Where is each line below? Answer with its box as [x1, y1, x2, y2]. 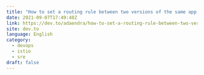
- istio [12, 48, 32, 54]
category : [6, 37, 32, 43]
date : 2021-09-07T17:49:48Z [6, 15, 78, 21]
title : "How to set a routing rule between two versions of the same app [6, 8, 197, 15]
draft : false [6, 59, 39, 65]
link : [6, 20, 20, 26]
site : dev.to [6, 25, 39, 32]
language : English [6, 31, 53, 37]
